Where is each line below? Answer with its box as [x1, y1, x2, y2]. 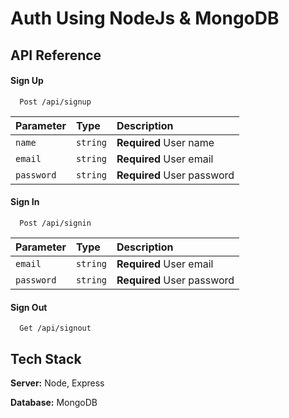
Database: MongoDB [10, 397, 98, 408]
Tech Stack [10, 350, 82, 367]
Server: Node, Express [10, 377, 105, 389]
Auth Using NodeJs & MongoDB [10, 7, 280, 30]
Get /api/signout [19, 323, 92, 334]
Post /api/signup [19, 97, 92, 107]
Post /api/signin [19, 218, 92, 228]
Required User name [116, 135, 215, 149]
